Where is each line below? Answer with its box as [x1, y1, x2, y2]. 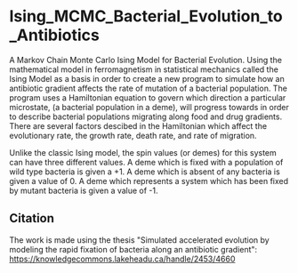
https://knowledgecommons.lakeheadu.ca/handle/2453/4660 [9, 253, 236, 264]
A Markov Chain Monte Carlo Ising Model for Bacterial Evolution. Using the [9, 54, 283, 65]
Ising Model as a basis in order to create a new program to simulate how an [9, 73, 285, 84]
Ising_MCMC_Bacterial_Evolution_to [9, 6, 283, 27]
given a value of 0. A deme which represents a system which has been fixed [9, 175, 289, 186]
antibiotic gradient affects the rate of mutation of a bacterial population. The [9, 83, 287, 93]
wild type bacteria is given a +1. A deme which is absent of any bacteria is [9, 166, 280, 177]
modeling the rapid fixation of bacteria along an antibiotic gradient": [9, 244, 258, 254]
